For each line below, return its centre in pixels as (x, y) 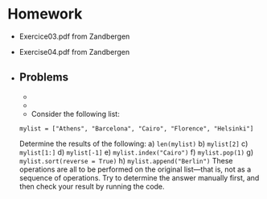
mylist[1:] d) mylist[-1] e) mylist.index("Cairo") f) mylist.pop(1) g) (136, 152)
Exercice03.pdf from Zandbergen (74, 36)
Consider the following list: (75, 114)
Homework (45, 14)
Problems (44, 77)
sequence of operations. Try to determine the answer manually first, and (139, 177)
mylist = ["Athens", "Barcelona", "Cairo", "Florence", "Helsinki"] (136, 129)
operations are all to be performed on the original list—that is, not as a (135, 169)
